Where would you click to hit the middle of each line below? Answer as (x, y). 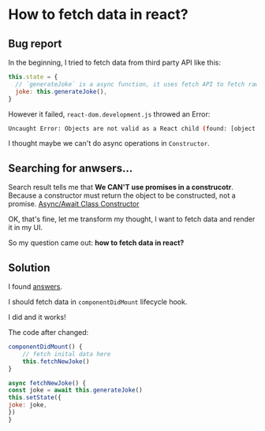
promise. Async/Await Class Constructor (74, 204)
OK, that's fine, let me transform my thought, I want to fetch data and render (132, 219)
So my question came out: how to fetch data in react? (96, 243)
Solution (29, 268)
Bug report (35, 44)
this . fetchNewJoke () (56, 361)
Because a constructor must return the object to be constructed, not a (122, 195)
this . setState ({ (35, 398)
